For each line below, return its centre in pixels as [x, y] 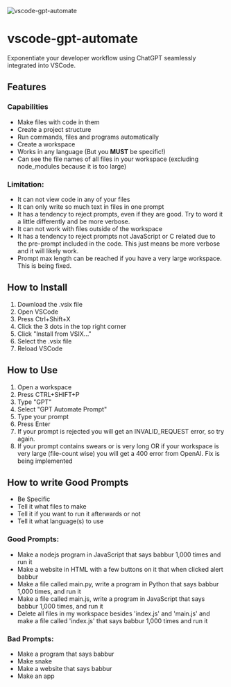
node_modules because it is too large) [72, 166]
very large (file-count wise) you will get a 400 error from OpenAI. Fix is [118, 453]
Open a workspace [44, 387]
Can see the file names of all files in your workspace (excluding [108, 159]
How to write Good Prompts [68, 482]
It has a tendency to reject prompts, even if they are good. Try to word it [120, 214]
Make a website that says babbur [65, 668]
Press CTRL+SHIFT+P [48, 394]
